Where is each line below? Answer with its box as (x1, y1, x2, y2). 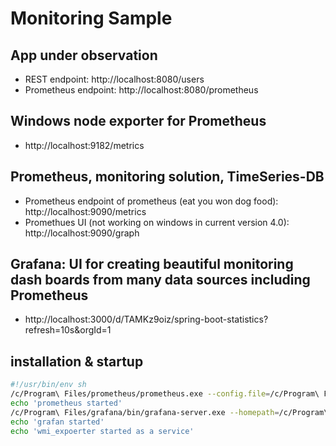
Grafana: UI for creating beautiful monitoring (10, 256, 294, 273)
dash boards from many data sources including (10, 272, 311, 289)
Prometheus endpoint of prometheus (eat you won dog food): (24, 195, 279, 207)
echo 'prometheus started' (10, 398, 123, 408)
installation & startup (10, 353, 144, 370)
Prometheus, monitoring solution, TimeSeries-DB (10, 168, 325, 186)
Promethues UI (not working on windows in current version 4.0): (24, 216, 290, 228)
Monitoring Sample (10, 7, 173, 30)
